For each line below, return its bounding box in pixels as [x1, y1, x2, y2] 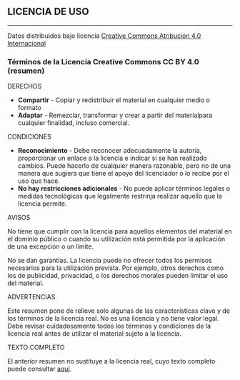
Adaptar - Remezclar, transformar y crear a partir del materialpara [17, 111, 213, 120]
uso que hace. [17, 176, 61, 185]
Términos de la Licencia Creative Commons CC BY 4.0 [7, 56, 200, 66]
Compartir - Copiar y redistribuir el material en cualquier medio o [17, 96, 211, 104]
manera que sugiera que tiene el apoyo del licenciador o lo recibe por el [17, 169, 230, 178]
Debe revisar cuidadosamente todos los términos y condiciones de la [7, 321, 211, 331]
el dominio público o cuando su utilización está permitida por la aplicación [7, 235, 226, 244]
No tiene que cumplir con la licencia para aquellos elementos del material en [7, 227, 232, 236]
